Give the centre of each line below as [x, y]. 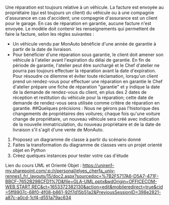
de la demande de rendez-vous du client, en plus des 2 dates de [80, 92]
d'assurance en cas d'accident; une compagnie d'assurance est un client [81, 18]
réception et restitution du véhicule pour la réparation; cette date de [83, 97]
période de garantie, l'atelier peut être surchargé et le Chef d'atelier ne [86, 65]
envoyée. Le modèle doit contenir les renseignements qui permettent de [80, 29]
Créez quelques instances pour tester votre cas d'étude [70, 156]
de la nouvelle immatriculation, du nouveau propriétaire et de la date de [87, 124]
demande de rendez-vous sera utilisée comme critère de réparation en [86, 103]
